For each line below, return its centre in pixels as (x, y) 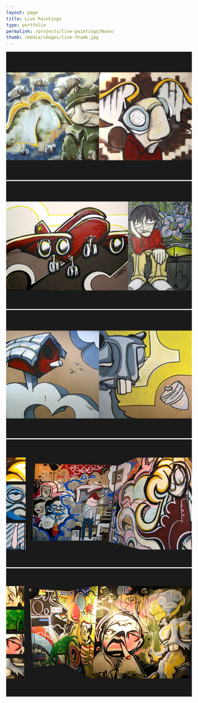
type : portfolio (26, 25)
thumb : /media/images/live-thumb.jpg (52, 38)
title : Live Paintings (34, 19)
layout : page (22, 12)
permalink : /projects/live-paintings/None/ (60, 31)
